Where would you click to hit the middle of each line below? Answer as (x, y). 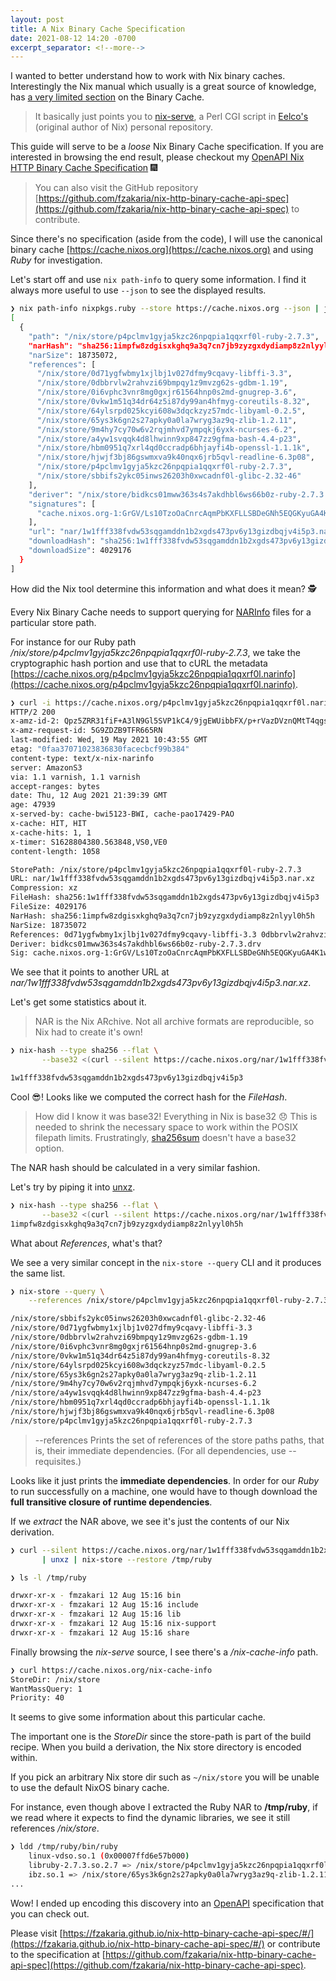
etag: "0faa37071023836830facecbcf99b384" (100, 749)
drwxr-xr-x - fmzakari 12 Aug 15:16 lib (96, 1614)
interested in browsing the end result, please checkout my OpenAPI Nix (157, 157)
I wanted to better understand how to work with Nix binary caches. (148, 76)
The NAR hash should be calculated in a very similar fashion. (135, 1167)
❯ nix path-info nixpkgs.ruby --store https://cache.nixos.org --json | (165, 309)
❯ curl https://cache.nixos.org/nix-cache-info (111, 1670)
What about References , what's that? (86, 1243)
